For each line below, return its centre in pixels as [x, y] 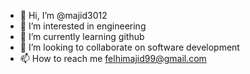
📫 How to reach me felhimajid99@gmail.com [113, 58]
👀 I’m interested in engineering [83, 26]
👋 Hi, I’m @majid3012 [63, 15]
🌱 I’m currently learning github [82, 36]
